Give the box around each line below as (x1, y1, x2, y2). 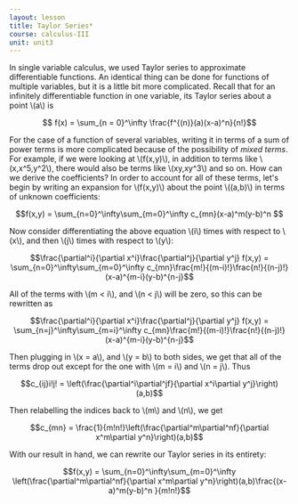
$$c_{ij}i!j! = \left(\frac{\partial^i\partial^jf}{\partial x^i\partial (20, 378, 241, 389)
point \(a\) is (9, 100, 54, 111)
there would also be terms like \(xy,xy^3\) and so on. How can (56, 163, 283, 174)
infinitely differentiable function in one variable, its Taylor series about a (9, 91, 271, 102)
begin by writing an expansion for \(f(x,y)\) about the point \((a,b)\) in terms (9, 182, 286, 192)
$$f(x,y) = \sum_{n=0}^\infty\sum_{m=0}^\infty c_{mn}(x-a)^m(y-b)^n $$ (15, 208, 284, 219)
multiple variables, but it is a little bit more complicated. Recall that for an (9, 81, 276, 92)
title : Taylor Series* (9, 21, 93, 30)
